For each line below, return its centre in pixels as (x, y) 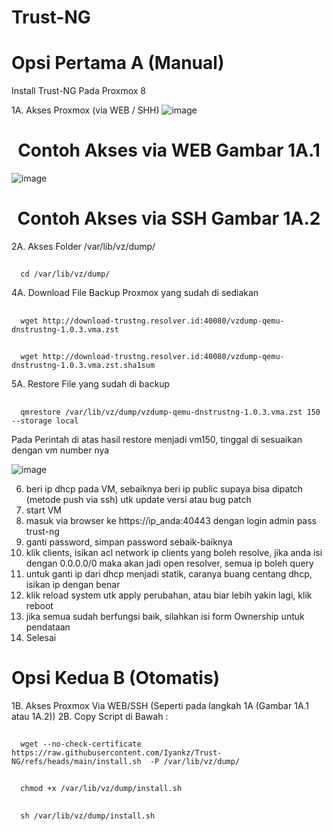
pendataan (48, 627)
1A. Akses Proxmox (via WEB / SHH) (85, 110)
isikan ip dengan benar (73, 584)
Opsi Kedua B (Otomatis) (116, 677)
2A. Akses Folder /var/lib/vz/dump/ (83, 246)
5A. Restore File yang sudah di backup (91, 384)
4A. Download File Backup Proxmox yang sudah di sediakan (135, 293)
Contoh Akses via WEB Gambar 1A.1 (169, 150)
